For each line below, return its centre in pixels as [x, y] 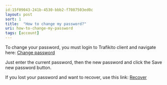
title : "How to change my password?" [46, 24]
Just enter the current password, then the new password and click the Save [84, 62]
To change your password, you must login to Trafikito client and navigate [81, 47]
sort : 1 [13, 19]
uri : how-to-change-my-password [39, 28]
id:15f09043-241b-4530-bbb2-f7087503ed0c [49, 10]
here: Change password [30, 52]
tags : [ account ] [22, 33]
